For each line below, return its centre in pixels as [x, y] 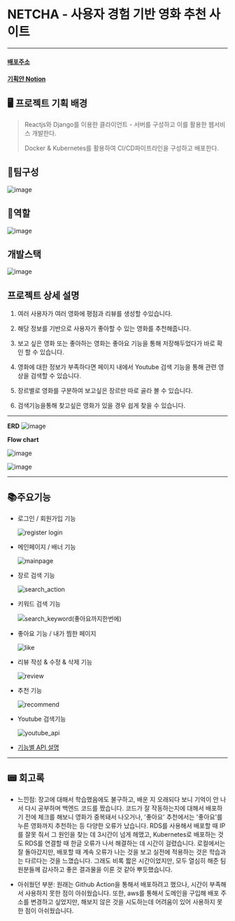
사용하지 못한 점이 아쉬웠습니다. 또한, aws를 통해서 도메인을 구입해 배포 [122, 893]
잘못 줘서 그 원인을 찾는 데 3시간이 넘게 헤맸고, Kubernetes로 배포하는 [121, 834]
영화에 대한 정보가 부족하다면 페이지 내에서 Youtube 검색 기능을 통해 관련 [117, 367]
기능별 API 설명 [38, 747]
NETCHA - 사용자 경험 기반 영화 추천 [107, 14]
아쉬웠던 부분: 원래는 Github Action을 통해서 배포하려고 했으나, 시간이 [113, 884]
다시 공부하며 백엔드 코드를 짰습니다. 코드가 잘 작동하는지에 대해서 [114, 808]
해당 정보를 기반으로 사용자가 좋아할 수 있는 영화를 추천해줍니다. [104, 328]
